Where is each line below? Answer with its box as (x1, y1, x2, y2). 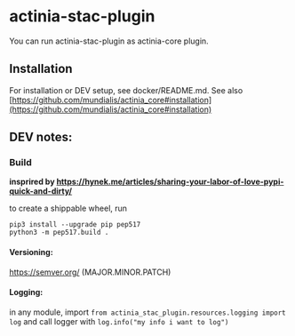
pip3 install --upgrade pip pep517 (9, 220, 141, 229)
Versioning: (9, 247, 53, 258)
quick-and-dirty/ (9, 186, 73, 196)
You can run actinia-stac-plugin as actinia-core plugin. (9, 36, 209, 46)
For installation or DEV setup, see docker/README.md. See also (9, 84, 243, 95)
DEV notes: (9, 130, 73, 145)
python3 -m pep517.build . (9, 228, 109, 237)
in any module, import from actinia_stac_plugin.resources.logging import (9, 307, 286, 317)
